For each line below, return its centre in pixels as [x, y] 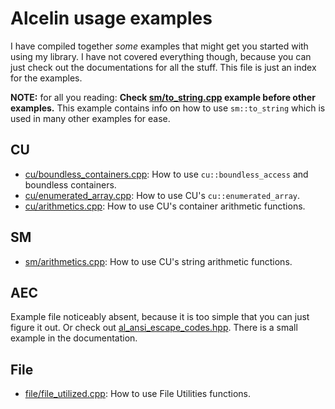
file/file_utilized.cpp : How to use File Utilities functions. [137, 394]
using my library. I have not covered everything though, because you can [161, 56]
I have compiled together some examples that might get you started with [159, 46]
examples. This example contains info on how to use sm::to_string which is [168, 108]
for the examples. [46, 78]
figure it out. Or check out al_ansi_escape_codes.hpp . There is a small [154, 328]
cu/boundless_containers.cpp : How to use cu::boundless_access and [166, 174]
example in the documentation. [74, 338]
